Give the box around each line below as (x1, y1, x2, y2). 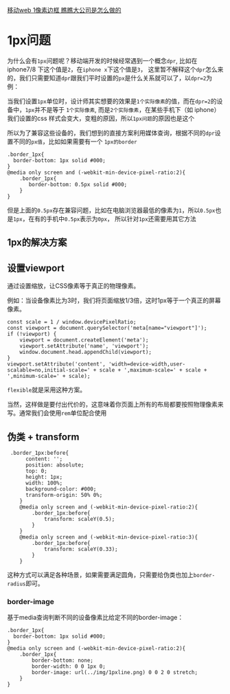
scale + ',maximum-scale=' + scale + (99, 367, 207, 374)
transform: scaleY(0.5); (43, 515, 115, 522)
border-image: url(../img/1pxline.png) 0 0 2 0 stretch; (32, 669, 198, 676)
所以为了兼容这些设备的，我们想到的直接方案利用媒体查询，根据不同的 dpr (7, 128, 215, 137)
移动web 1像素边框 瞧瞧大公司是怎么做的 (7, 6, 122, 14)
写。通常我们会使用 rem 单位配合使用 (7, 409, 107, 417)
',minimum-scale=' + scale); (7, 373, 91, 380)
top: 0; (25, 467, 48, 474)
